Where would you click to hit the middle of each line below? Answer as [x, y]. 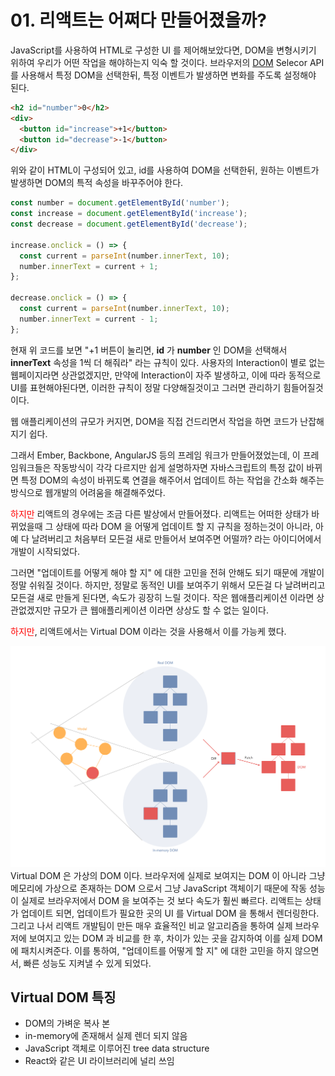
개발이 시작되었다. [45, 551]
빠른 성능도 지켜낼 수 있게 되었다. [87, 963]
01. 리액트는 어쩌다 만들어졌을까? [138, 20]
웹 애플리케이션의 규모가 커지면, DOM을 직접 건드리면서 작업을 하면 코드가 [154, 421]
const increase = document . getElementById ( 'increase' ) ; [129, 214]
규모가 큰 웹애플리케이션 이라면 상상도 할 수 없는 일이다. [161, 610]
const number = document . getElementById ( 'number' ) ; [120, 203]
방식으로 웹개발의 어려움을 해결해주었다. [88, 492]
